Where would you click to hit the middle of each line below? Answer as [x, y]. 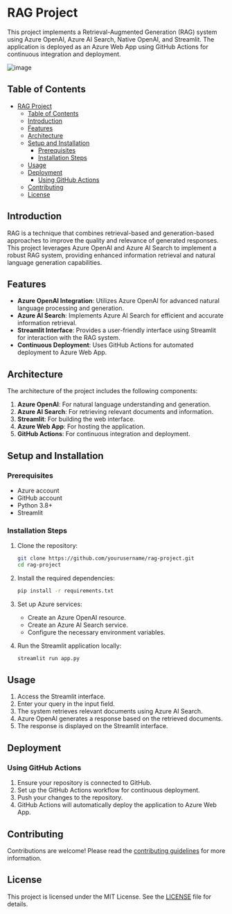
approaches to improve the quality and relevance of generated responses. [113, 240]
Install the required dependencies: [66, 578]
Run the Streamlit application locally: [69, 646]
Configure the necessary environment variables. [96, 632]
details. [18, 904]
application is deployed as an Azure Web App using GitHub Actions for [108, 46]
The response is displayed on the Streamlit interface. [92, 726]
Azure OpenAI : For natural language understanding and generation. [114, 404]
